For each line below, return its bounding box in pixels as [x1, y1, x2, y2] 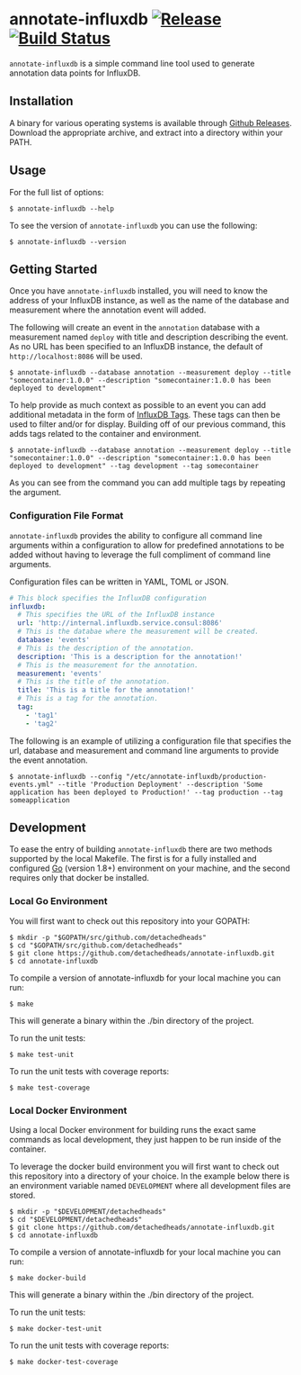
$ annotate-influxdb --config [9, 772, 123, 781]
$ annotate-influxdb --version [9, 237, 127, 247]
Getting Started [9, 261, 98, 276]
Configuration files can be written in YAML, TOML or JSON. [9, 576, 229, 587]
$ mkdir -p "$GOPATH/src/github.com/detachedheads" [9, 933, 207, 942]
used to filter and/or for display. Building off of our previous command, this [9, 419, 286, 430]
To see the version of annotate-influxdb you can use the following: [9, 220, 258, 231]
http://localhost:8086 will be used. [9, 351, 143, 362]
